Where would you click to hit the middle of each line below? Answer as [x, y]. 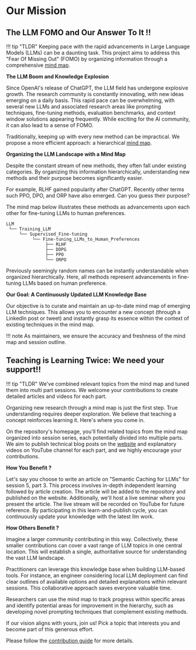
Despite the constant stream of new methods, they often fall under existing [96, 166]
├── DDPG [56, 250]
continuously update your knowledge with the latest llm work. [80, 516]
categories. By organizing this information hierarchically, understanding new [98, 172]
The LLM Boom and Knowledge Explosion [58, 76]
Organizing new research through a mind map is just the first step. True [92, 407]
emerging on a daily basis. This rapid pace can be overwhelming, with [90, 100]
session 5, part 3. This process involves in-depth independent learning [91, 485]
